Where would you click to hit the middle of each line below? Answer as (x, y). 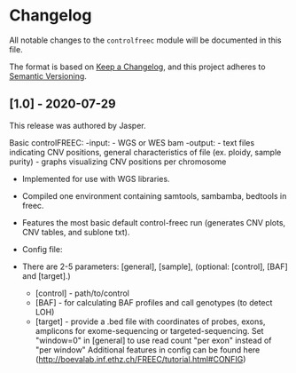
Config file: (42, 249)
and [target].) (46, 275)
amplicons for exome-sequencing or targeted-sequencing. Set (149, 330)
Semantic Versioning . (48, 75)
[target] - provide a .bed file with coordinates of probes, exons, (150, 321)
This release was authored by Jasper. (78, 125)
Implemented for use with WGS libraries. (96, 179)
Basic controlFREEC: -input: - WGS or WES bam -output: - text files (132, 142)
